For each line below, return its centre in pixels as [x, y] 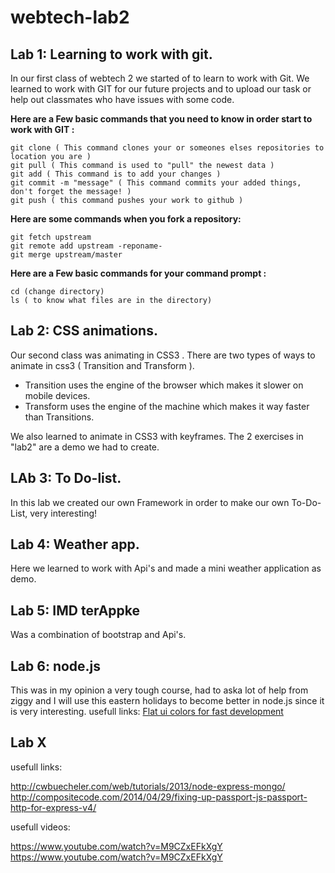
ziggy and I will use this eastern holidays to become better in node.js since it [167, 701]
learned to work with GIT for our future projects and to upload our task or [161, 89]
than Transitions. [59, 417]
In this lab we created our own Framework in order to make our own [150, 502]
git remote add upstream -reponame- [86, 246]
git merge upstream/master [66, 255]
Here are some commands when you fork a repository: [126, 219]
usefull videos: [40, 827]
